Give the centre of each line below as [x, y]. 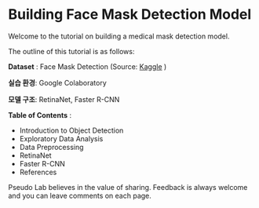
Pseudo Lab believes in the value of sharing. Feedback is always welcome [128, 187]
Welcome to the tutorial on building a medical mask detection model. [119, 36]
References [38, 172]
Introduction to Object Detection [71, 130]
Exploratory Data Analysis [61, 138]
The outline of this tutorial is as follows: [71, 51]
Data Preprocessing [51, 147]
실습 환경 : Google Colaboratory [58, 82]
